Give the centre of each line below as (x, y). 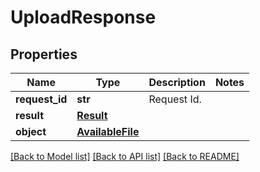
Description (177, 82)
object (31, 131)
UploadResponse (83, 17)
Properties (44, 54)
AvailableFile (108, 131)
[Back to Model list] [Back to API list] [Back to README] (125, 156)
